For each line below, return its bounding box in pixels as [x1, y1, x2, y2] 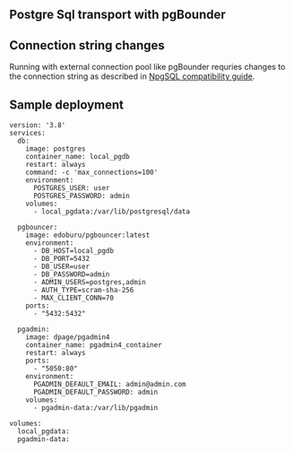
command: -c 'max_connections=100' [25, 168, 159, 178]
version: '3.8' [9, 121, 66, 130]
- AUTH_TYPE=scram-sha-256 [32, 286, 134, 295]
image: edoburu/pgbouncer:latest [25, 231, 151, 240]
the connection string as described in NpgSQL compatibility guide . [9, 71, 255, 82]
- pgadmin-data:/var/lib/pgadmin [32, 404, 159, 413]
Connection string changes [9, 38, 166, 53]
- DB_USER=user [32, 262, 91, 272]
